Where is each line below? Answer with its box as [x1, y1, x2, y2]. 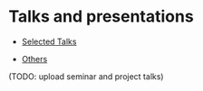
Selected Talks [21, 36, 77, 47]
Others [21, 53, 48, 64]
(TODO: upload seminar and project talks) [8, 70, 164, 82]
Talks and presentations [8, 6, 194, 27]
